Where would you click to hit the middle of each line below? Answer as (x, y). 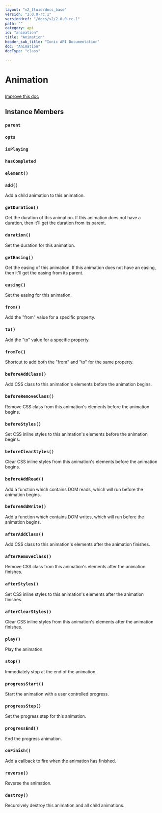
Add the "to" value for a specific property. (47, 340)
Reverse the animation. (28, 783)
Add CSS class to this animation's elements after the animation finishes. (78, 544)
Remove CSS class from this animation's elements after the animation (75, 567)
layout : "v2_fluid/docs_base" (36, 10)
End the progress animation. (34, 738)
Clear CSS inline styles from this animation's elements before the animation (81, 462)
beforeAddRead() (25, 479)
